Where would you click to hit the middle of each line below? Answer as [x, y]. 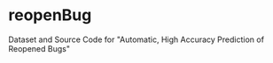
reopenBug [50, 15]
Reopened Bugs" [39, 48]
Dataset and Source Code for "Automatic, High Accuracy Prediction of [136, 39]
